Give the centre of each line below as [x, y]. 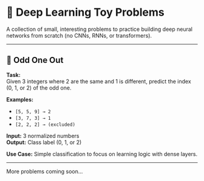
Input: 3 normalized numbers [43, 136]
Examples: [20, 99]
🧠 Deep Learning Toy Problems [86, 12]
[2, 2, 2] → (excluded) [45, 124]
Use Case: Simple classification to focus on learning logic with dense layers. [102, 154]
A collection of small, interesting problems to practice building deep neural [100, 29]
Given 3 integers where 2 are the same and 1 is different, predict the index [99, 81]
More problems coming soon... [45, 171]
